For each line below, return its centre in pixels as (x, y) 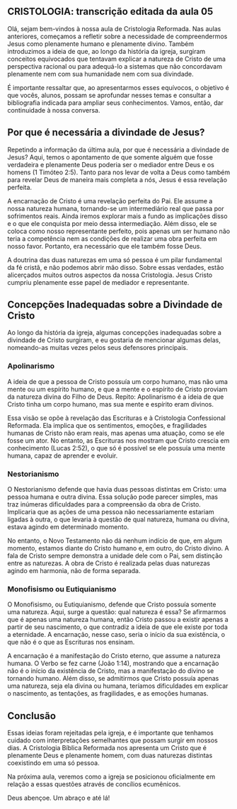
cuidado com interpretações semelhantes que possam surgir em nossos (112, 740)
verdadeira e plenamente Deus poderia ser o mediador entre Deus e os (111, 164)
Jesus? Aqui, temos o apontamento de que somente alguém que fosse (110, 157)
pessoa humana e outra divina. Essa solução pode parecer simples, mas (112, 497)
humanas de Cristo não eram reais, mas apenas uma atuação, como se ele (116, 433)
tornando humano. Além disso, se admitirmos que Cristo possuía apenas (113, 679)
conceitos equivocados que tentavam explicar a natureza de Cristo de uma (117, 59)
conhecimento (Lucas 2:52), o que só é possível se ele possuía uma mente (116, 448)
